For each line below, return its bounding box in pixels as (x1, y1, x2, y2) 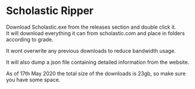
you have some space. (6, 76, 61, 83)
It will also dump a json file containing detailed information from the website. (6, 59, 190, 66)
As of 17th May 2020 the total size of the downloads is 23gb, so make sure (6, 70, 186, 77)
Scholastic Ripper (6, 4, 94, 18)
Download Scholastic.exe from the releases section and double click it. (6, 23, 176, 30)
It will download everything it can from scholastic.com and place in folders (6, 29, 185, 36)
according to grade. (6, 36, 54, 43)
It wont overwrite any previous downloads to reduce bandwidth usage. (6, 47, 176, 54)
